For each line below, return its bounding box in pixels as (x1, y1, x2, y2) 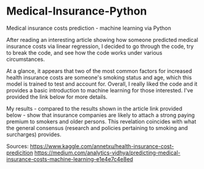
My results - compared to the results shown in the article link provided (6, 105, 183, 112)
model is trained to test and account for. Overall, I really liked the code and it (6, 80, 198, 88)
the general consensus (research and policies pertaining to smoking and (6, 124, 188, 131)
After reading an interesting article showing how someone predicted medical (6, 36, 199, 43)
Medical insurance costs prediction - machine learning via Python (6, 24, 172, 32)
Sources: (6, 142, 29, 150)
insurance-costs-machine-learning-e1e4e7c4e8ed (6, 155, 133, 162)
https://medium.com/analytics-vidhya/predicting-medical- (34, 149, 181, 156)
